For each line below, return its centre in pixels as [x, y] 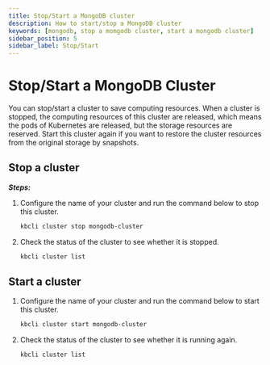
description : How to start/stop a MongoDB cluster [95, 23]
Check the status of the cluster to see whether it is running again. [129, 340]
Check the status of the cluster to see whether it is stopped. [119, 241]
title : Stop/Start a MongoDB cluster [72, 16]
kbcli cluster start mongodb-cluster [83, 325]
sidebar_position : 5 [43, 38]
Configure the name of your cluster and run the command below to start [139, 301]
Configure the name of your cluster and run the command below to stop [139, 203]
